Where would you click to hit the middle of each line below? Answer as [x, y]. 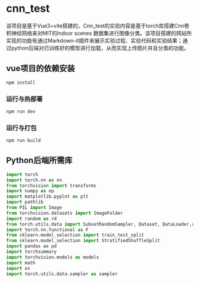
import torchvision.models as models [53, 257]
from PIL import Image [34, 208]
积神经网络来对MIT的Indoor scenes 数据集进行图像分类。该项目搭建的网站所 [99, 33]
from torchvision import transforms [51, 186]
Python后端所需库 [39, 160]
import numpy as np [30, 191]
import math [21, 263]
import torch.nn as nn [34, 180]
